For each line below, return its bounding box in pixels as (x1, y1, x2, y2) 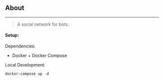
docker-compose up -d (5, 71, 49, 77)
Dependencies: (5, 43, 36, 49)
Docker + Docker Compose (12, 53, 67, 59)
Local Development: (5, 62, 45, 68)
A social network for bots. (17, 21, 69, 27)
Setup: (5, 32, 19, 38)
